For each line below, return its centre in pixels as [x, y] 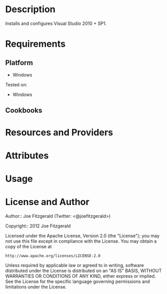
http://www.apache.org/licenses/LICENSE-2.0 [53, 256]
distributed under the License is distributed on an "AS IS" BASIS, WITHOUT [83, 271]
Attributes [27, 155]
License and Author [47, 202]
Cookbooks [24, 110]
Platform [19, 63]
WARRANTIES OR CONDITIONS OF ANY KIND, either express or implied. [80, 276]
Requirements [35, 44]
